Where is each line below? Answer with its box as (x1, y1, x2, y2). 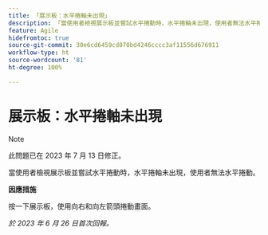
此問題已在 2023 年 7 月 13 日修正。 (8, 151, 126, 160)
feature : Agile (8, 26, 59, 34)
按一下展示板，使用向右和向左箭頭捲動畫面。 (8, 201, 156, 211)
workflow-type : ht (8, 49, 69, 57)
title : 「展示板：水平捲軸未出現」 (8, 11, 111, 20)
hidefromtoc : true (8, 33, 69, 42)
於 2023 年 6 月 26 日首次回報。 (8, 218, 114, 228)
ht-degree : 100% (8, 64, 62, 72)
